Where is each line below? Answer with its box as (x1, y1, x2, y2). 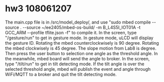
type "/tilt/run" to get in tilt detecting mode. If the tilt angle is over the (5, 61, 144, 67)
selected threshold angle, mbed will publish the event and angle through (5, 66, 151, 72)
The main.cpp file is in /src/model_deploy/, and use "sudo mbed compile (5, 19, 151, 25)
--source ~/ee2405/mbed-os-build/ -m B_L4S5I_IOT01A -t (23, 24, 141, 30)
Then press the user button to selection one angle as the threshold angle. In (5, 50, 158, 56)
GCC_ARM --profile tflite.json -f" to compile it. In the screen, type (5, 29, 137, 35)
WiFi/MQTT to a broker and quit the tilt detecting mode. (5, 71, 117, 77)
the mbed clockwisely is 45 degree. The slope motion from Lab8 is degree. (5, 45, 157, 51)
